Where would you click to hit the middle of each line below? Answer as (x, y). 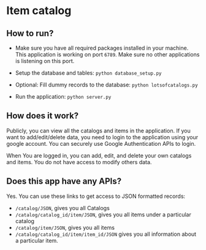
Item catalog (39, 11)
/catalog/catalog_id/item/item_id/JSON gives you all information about (106, 234)
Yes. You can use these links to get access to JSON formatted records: (96, 196)
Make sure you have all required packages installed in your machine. (102, 48)
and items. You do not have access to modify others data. (79, 162)
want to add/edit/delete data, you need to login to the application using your (102, 137)
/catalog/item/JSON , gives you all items (65, 227)
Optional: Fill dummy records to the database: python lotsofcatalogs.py (106, 85)
